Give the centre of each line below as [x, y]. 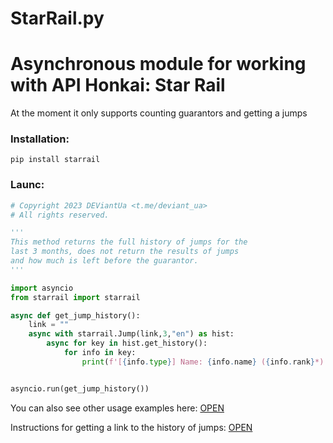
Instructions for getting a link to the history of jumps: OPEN [131, 427]
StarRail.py [57, 18]
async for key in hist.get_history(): [127, 343]
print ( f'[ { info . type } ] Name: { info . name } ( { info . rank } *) [203, 362]
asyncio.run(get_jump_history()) [80, 388]
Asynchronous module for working [158, 64]
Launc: [27, 185]
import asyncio [42, 288]
